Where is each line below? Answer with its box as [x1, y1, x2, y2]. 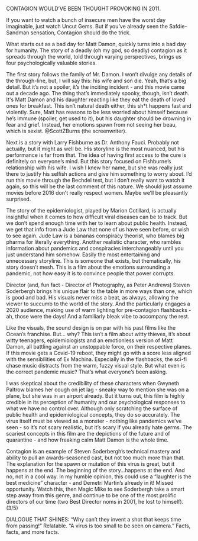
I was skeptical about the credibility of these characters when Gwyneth [6, 380, 179, 387]
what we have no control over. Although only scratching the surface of [6, 405, 178, 412]
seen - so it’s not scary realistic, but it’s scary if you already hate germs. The [6, 424, 192, 431]
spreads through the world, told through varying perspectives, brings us [6, 53, 182, 60]
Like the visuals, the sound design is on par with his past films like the [6, 324, 176, 331]
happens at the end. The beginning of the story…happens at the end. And [6, 467, 185, 474]
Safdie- [169, 23, 187, 30]
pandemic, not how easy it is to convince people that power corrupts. [6, 270, 176, 277]
